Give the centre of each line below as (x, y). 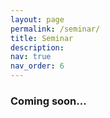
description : (37, 47)
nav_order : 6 (37, 66)
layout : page (37, 19)
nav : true (31, 57)
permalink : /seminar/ (55, 29)
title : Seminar (42, 38)
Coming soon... (48, 101)
